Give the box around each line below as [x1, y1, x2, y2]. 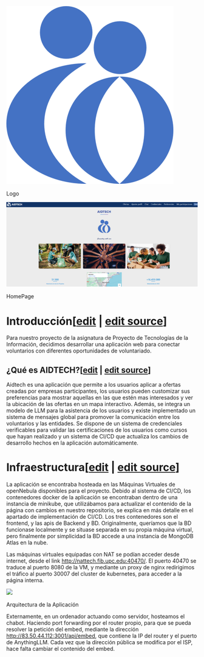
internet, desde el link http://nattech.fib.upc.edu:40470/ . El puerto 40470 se [6, 557, 197, 564]
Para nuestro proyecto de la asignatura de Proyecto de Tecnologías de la [6, 334, 188, 342]
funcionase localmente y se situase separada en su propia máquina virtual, [6, 526, 194, 533]
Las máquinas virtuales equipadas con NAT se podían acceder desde [6, 551, 180, 558]
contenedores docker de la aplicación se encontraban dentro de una [6, 494, 178, 501]
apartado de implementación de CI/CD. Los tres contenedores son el [6, 513, 178, 521]
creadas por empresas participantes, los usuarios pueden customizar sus [6, 387, 190, 395]
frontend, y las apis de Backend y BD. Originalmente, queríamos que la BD [6, 519, 192, 527]
